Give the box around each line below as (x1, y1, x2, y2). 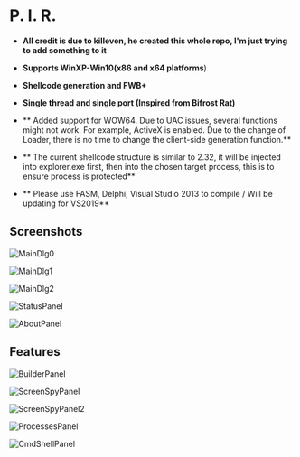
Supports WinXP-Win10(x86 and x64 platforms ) (22, 62, 208, 73)
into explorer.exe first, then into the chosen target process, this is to (22, 161, 275, 172)
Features (9, 344, 61, 359)
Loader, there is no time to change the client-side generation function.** (22, 134, 292, 145)
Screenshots (9, 224, 83, 239)
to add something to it (22, 44, 107, 55)
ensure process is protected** (22, 171, 136, 182)
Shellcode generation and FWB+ (22, 79, 147, 90)
